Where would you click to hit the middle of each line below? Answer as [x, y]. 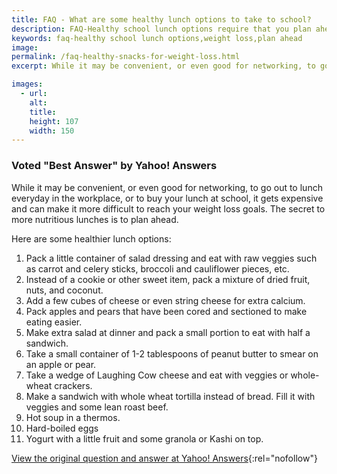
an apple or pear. [61, 364]
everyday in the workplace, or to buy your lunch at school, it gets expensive [167, 198]
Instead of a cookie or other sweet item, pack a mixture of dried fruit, [168, 279]
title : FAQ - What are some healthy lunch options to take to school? [161, 19]
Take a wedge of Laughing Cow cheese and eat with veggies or [157, 375]
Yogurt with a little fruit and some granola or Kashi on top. [144, 438]
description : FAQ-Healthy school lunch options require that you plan [161, 29]
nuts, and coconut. [64, 290]
